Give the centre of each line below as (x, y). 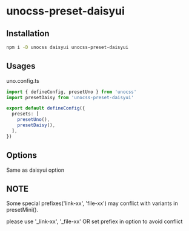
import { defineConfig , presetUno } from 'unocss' (71, 92)
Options (22, 155)
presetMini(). (22, 210)
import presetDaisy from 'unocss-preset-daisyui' (70, 97)
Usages (21, 66)
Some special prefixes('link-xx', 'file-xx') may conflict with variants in (92, 203)
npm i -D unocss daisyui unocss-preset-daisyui (68, 47)
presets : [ (25, 114)
